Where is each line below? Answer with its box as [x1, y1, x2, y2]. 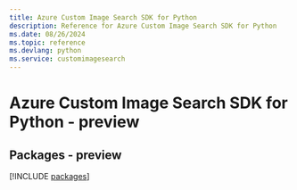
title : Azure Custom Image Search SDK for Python [9, 12, 198, 22]
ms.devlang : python [9, 46, 82, 55]
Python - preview [9, 112, 140, 132]
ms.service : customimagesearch [9, 54, 126, 63]
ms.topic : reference [9, 37, 87, 47]
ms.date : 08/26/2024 [9, 29, 87, 38]
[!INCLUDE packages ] [9, 171, 90, 181]
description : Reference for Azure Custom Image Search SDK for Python [9, 21, 277, 30]
